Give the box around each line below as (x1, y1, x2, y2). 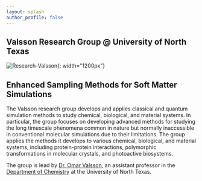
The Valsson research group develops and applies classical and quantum (6, 105, 188, 112)
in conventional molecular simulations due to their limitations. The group (6, 131, 185, 138)
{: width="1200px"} (57, 62, 106, 69)
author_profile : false (6, 14, 63, 21)
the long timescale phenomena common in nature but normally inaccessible (6, 124, 195, 132)
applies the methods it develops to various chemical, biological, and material (6, 137, 197, 145)
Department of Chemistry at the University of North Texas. (6, 168, 152, 176)
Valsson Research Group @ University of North (6, 37, 187, 47)
